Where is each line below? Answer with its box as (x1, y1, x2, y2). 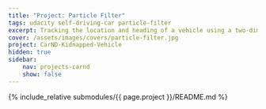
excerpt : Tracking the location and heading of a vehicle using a (8, 26, 232, 34)
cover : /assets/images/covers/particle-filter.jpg (8, 33, 179, 42)
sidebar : (8, 56, 37, 64)
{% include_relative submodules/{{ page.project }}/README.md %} (8, 92, 228, 101)
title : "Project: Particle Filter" (8, 11, 126, 20)
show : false (22, 70, 62, 78)
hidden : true (8, 48, 51, 56)
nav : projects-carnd (22, 63, 90, 71)
